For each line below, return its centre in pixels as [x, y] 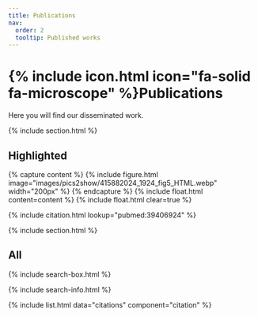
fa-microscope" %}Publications [116, 94]
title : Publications [42, 15]
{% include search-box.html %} [60, 274]
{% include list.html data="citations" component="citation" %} [110, 304]
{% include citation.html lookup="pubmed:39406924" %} [102, 215]
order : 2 [30, 30]
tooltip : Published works [58, 38]
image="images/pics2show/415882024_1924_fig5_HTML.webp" [113, 183]
